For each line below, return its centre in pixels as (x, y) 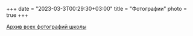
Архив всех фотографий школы (46, 27)
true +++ (17, 15)
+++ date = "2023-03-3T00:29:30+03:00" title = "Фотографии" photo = (96, 9)
